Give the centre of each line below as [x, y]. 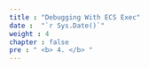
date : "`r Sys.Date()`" [57, 26]
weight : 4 [29, 34]
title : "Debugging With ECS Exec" [75, 17]
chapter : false [39, 42]
